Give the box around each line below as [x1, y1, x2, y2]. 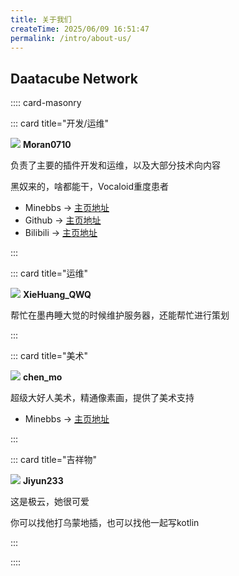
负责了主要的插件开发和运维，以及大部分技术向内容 [10, 159, 221, 171]
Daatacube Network [10, 70, 138, 87]
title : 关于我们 [10, 14, 72, 25]
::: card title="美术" [10, 350, 88, 362]
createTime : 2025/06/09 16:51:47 [10, 24, 150, 34]
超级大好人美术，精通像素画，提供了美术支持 [10, 392, 195, 404]
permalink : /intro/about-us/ [10, 33, 132, 43]
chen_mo [22, 371, 63, 383]
